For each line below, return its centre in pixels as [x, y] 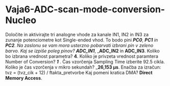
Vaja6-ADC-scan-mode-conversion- [85, 9]
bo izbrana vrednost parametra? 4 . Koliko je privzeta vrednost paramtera [82, 56]
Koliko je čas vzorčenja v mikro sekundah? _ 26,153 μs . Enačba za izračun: [83, 67]
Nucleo [21, 20]
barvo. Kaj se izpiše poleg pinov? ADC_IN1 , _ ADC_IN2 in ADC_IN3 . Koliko [82, 51]
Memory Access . [24, 78]
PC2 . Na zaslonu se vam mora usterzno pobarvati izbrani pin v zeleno [79, 45]
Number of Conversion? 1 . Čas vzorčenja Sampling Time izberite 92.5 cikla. [85, 61]
